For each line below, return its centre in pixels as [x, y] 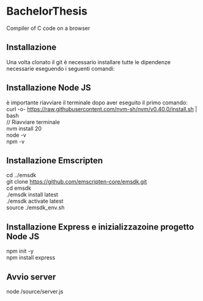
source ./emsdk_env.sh [35, 208]
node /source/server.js [35, 292]
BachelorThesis [47, 11]
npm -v [16, 141]
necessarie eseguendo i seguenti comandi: [61, 68]
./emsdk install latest [32, 195]
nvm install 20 [24, 128]
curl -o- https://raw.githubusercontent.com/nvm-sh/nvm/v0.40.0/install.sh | [102, 109]
